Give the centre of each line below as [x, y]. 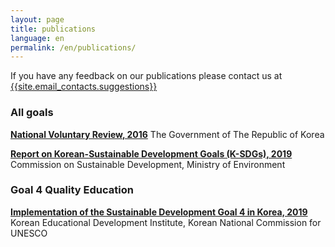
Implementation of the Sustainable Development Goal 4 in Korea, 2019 [159, 212]
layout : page [37, 19]
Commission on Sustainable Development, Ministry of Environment [148, 164]
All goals [32, 113]
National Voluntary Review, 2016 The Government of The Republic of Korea [167, 134]
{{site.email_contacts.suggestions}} [84, 87]
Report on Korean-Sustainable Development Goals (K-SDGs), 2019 [151, 153]
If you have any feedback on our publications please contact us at [146, 76]
